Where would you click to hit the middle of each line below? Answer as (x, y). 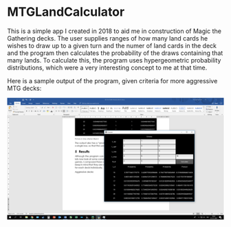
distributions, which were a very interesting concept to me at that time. (107, 67)
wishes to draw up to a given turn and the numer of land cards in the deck (112, 45)
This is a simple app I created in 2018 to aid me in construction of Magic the (114, 31)
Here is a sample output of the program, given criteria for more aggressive (112, 80)
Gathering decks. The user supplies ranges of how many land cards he (108, 38)
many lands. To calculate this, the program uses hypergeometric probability (114, 60)
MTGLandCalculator (66, 12)
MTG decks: (24, 88)
